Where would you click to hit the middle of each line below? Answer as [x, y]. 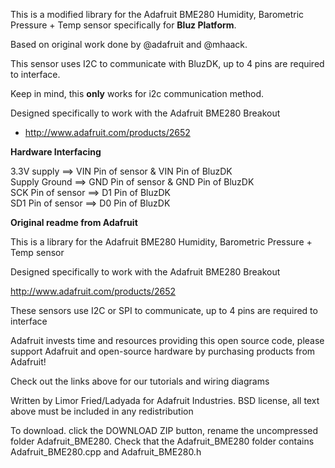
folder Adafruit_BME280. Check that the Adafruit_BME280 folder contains [162, 441]
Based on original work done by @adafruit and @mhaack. [129, 44]
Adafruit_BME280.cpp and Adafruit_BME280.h [106, 452]
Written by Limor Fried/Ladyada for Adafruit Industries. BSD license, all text [165, 400]
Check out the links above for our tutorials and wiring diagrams [140, 381]
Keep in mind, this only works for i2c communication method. [137, 93]
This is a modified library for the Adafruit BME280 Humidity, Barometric [157, 14]
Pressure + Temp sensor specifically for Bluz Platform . [123, 25]
